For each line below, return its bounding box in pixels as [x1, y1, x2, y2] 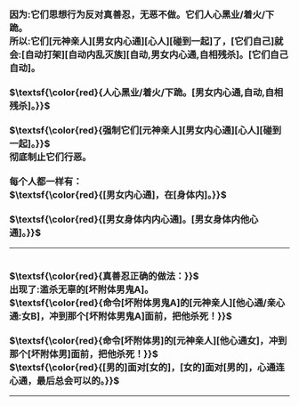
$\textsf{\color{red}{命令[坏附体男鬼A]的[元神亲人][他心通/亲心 [9, 296, 286, 309]
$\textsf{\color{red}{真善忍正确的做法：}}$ [9, 270, 199, 282]
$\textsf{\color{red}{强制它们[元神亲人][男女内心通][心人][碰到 [9, 124, 282, 136]
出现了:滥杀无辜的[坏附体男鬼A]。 [9, 283, 154, 296]
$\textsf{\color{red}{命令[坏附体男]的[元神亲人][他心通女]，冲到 [9, 334, 287, 346]
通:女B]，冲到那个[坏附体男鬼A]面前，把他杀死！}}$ [9, 310, 233, 322]
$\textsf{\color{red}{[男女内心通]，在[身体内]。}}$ [9, 188, 227, 200]
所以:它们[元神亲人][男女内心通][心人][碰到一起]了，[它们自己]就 [9, 35, 284, 47]
